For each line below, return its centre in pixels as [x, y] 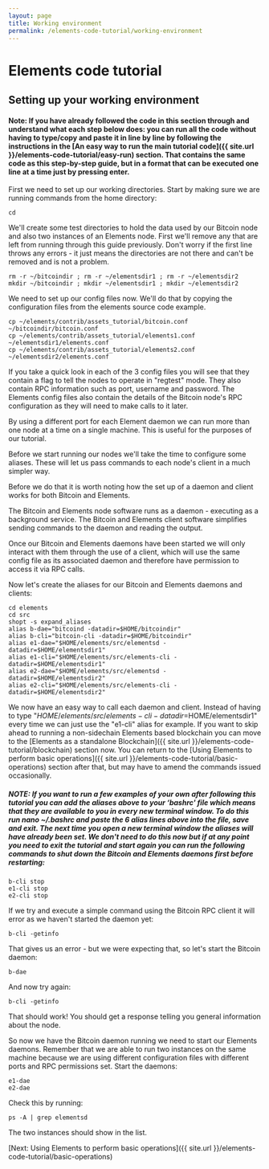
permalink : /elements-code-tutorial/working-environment [106, 31]
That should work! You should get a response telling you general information [134, 1016]
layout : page [30, 16]
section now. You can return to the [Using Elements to [163, 750]
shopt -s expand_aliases [50, 622]
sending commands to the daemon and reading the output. [106, 528]
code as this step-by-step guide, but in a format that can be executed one [134, 163]
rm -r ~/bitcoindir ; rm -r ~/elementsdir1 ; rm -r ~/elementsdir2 [124, 277]
